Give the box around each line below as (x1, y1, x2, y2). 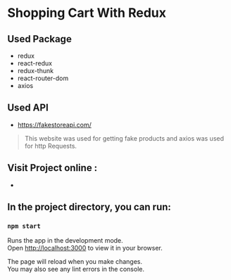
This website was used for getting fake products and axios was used (24, 134, 224, 142)
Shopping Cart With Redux (7, 5, 167, 21)
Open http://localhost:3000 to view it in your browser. (7, 244, 163, 253)
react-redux (17, 59, 53, 68)
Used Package (7, 33, 72, 45)
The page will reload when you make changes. (7, 257, 143, 266)
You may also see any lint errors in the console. (7, 265, 144, 274)
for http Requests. (24, 141, 77, 150)
